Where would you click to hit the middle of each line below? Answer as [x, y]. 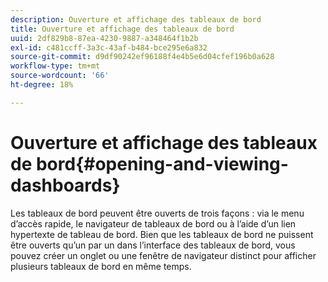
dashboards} [65, 185]
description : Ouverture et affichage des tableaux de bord [136, 19]
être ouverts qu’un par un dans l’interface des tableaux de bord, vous [153, 245]
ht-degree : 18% [42, 85]
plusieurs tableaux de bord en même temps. [101, 266]
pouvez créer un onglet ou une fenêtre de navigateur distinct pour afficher [163, 255]
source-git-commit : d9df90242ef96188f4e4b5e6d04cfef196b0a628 [142, 57]
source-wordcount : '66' [60, 76]
